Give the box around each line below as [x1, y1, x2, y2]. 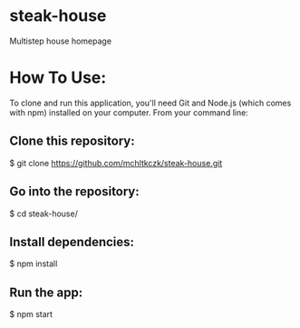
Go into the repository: [9, 184, 140, 200]
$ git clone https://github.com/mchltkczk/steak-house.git [9, 157, 223, 168]
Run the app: [9, 284, 83, 300]
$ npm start [9, 309, 53, 320]
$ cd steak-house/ [9, 208, 79, 219]
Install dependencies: [9, 234, 134, 250]
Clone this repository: [9, 134, 135, 149]
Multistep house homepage [9, 35, 111, 46]
